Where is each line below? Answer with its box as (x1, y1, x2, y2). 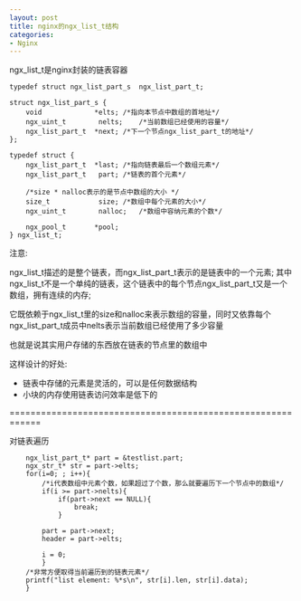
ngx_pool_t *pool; (25, 223, 119, 232)
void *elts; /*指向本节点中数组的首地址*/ (25, 108, 220, 118)
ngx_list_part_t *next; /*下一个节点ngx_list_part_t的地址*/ (25, 128, 254, 137)
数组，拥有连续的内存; (9, 290, 92, 300)
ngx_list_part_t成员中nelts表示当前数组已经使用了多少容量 (9, 320, 224, 331)
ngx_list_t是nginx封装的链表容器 (9, 64, 128, 75)
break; (73, 503, 99, 512)
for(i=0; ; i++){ (25, 470, 91, 479)
